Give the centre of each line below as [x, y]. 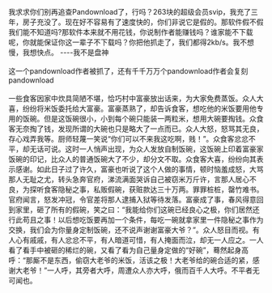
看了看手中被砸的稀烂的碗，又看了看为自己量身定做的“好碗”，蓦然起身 [125, 250]
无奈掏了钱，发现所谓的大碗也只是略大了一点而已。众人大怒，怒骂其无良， [139, 129]
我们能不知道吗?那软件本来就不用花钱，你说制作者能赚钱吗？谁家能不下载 [131, 32]
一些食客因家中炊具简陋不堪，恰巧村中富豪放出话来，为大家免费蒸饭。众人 [132, 98]
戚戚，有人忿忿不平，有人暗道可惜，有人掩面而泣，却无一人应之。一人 [147, 240]
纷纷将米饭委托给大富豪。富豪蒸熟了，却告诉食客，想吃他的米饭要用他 [139, 108]
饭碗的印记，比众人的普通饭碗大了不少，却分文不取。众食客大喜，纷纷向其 [132, 159]
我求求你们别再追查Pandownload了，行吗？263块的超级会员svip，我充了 [130, 12]
